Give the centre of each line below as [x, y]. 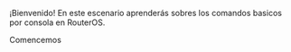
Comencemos [35, 40]
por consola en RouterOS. [57, 22]
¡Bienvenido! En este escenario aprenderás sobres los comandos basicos [146, 13]
